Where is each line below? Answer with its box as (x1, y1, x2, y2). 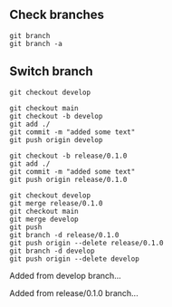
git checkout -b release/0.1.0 (9, 151, 128, 160)
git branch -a (9, 39, 63, 48)
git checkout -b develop (9, 111, 103, 120)
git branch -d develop (9, 246, 95, 255)
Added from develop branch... (9, 270, 122, 281)
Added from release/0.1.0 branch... (9, 287, 139, 298)
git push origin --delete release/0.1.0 (9, 238, 165, 247)
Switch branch (9, 63, 93, 80)
